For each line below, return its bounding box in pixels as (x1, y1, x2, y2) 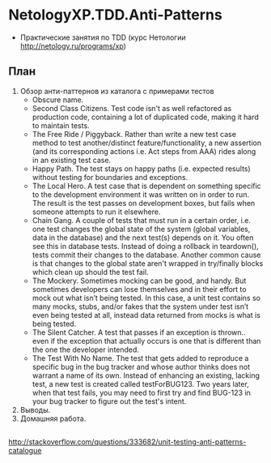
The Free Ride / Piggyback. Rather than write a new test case (32, 129, 237, 139)
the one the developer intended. (32, 345, 140, 354)
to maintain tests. (32, 120, 91, 131)
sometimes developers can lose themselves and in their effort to (32, 284, 247, 294)
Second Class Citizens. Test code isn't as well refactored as (32, 103, 232, 113)
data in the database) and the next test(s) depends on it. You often (32, 233, 254, 242)
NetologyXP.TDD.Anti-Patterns (8, 6, 222, 24)
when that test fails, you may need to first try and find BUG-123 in (32, 388, 251, 397)
